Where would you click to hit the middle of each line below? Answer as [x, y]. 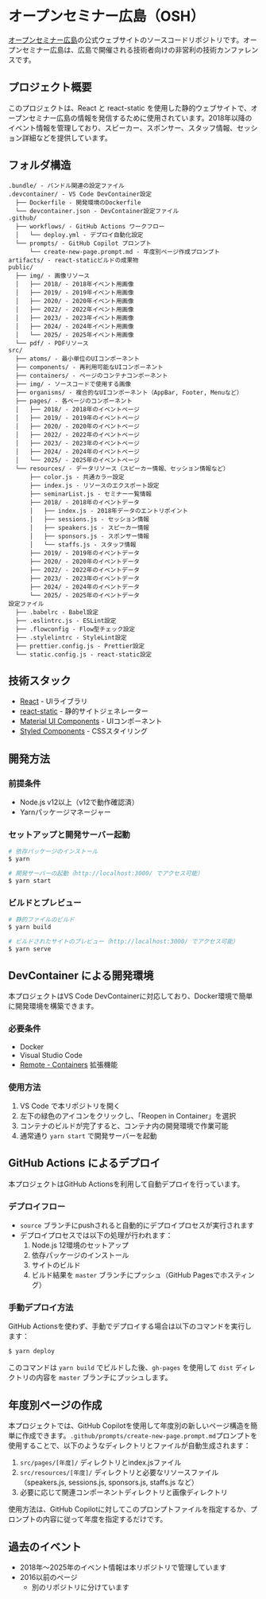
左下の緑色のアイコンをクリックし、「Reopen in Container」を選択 [128, 1116]
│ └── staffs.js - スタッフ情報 [83, 545]
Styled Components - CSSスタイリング [84, 731]
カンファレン [237, 49]
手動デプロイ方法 [41, 1308]
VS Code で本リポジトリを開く [70, 1106]
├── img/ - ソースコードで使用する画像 [73, 384]
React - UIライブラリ [54, 702]
